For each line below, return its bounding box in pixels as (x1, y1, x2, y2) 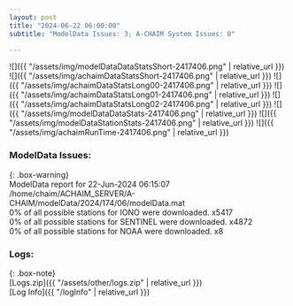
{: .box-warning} (9, 169, 69, 180)
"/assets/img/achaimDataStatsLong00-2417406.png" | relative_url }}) (20, 80, 273, 91)
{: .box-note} (9, 267, 56, 279)
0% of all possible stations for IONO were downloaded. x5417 (9, 207, 234, 218)
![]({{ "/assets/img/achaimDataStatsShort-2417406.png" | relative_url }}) (9, 71, 272, 81)
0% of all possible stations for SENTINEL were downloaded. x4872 (9, 216, 253, 226)
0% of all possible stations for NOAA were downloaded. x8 (9, 226, 224, 236)
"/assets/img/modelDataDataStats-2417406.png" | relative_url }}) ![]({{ (20, 108, 277, 119)
